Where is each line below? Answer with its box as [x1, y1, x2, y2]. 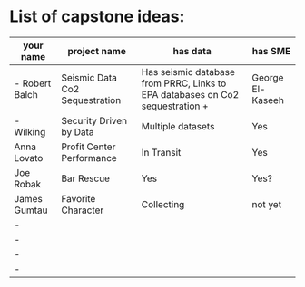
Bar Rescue [61, 172, 111, 185]
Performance [61, 151, 118, 164]
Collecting [141, 197, 185, 210]
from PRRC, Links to [141, 77, 227, 90]
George [251, 71, 284, 83]
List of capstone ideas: [9, 6, 185, 27]
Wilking [14, 125, 46, 138]
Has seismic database [141, 65, 236, 78]
